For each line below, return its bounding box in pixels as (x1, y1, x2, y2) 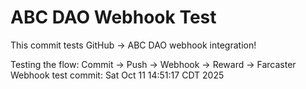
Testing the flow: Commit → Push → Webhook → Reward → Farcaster (10, 58, 297, 70)
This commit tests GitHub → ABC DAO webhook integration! (10, 39, 257, 51)
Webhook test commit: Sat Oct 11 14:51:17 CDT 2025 (10, 69, 225, 81)
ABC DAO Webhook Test (10, 6, 217, 29)
